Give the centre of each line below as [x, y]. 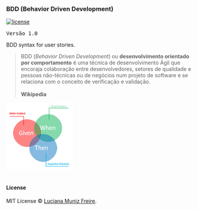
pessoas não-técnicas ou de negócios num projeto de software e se [104, 76]
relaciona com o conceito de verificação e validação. [85, 82]
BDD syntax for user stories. [41, 45]
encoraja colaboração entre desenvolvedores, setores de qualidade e [106, 69]
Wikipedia [33, 95]
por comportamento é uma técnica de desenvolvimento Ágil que [100, 63]
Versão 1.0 [22, 34]
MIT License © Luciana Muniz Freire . [51, 200]
